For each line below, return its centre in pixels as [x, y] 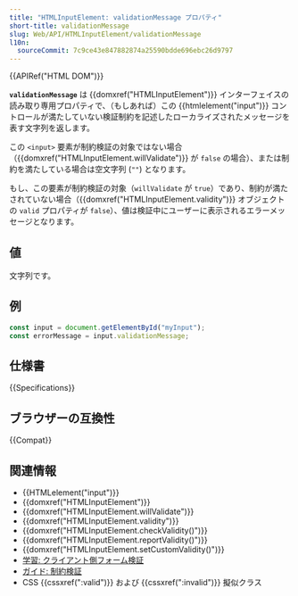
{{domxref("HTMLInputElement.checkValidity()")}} [115, 530]
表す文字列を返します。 [52, 128]
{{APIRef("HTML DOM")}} [57, 76]
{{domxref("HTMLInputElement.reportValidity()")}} [115, 540]
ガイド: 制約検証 [52, 571]
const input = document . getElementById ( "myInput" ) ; [107, 327]
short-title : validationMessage [69, 26]
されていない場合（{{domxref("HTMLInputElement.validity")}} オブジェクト [147, 199]
